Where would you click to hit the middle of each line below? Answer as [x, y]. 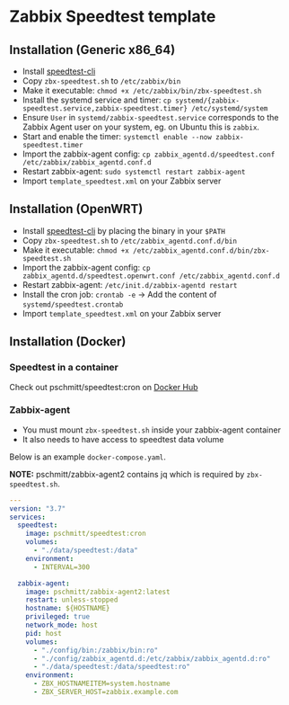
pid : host [44, 633]
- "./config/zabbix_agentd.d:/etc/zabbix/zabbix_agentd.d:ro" [152, 658]
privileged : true [58, 617]
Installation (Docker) [68, 342]
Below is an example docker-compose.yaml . [88, 457]
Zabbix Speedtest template [113, 17]
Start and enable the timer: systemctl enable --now [117, 136]
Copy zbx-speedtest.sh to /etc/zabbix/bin [101, 81]
